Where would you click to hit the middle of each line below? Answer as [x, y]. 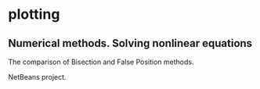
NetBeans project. [37, 77]
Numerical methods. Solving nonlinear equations [130, 43]
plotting [34, 14]
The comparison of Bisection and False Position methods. [101, 62]
